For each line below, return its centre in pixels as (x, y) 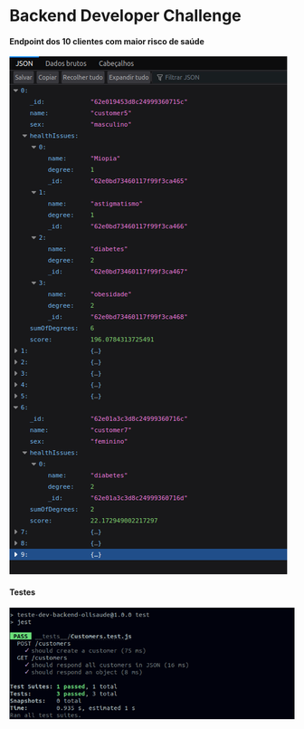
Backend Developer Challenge (125, 16)
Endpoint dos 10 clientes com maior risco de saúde (107, 41)
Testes (23, 592)
